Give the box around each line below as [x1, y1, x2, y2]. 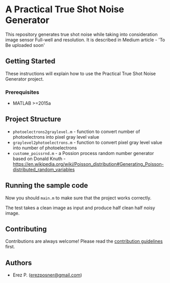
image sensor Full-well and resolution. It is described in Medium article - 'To [5, 37, 165, 43]
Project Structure [5, 115, 61, 123]
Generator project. [5, 75, 44, 82]
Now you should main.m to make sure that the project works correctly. [5, 195, 152, 201]
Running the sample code [5, 181, 88, 190]
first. [5, 244, 15, 250]
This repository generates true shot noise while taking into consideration [5, 31, 158, 37]
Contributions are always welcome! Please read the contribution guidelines [5, 238, 163, 244]
